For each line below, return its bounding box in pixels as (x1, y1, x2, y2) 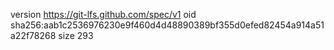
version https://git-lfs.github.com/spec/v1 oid (10, 9, 197, 20)
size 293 (58, 30, 94, 41)
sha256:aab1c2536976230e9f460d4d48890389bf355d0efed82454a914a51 (10, 19, 325, 31)
